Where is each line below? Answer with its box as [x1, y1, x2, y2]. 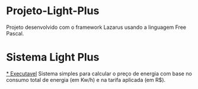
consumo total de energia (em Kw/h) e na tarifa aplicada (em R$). [6, 76, 166, 83]
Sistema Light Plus [6, 51, 100, 64]
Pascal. [6, 29, 24, 37]
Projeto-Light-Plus [6, 4, 100, 18]
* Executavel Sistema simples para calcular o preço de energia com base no [6, 70, 193, 77]
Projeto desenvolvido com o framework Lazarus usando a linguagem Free [6, 24, 187, 31]
